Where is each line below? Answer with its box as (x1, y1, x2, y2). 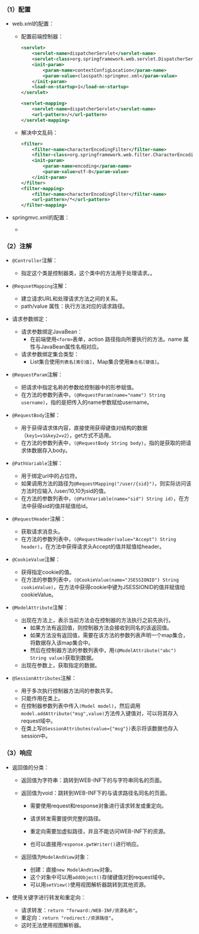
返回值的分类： (11, 763, 49, 771)
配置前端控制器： (20, 33, 64, 40)
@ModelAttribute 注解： (11, 604, 69, 611)
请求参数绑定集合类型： (20, 350, 79, 358)
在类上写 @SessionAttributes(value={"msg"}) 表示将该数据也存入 (20, 725, 179, 732)
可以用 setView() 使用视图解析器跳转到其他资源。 (29, 881, 149, 888)
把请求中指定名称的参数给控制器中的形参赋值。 (20, 383, 137, 391)
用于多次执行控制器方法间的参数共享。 (20, 687, 116, 695)
